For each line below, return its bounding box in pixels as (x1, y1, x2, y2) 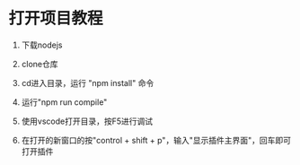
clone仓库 (21, 58, 59, 69)
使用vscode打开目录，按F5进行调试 (21, 116, 154, 126)
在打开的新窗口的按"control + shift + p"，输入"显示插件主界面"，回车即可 (21, 135, 291, 145)
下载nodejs (21, 39, 63, 50)
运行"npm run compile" (21, 96, 108, 108)
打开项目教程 (8, 8, 104, 29)
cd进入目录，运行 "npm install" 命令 (21, 77, 154, 88)
